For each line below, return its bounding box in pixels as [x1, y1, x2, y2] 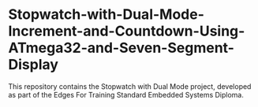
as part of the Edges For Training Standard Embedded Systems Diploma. [8, 90, 245, 99]
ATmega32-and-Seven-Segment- [8, 39, 235, 57]
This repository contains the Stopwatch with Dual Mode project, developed [8, 81, 252, 91]
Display [8, 56, 59, 74]
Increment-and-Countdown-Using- [8, 22, 245, 40]
